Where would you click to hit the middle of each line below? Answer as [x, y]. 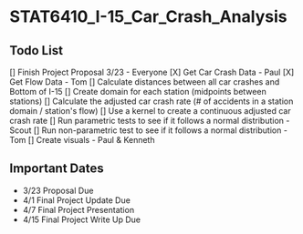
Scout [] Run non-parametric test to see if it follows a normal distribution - [148, 130]
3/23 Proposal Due [58, 190]
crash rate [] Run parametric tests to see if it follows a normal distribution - [150, 121]
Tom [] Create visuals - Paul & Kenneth [82, 140]
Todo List [37, 51]
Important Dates [57, 169]
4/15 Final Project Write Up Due [82, 219]
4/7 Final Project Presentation [78, 209]
